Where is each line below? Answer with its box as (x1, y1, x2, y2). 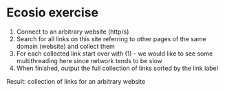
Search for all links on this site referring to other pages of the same (16, 34, 207, 43)
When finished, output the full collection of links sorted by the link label (16, 64, 218, 72)
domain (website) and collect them (16, 42, 115, 50)
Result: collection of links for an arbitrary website (6, 77, 146, 85)
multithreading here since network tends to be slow (16, 56, 162, 65)
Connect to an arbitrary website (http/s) (16, 27, 129, 36)
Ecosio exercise (6, 5, 99, 21)
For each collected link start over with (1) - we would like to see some (16, 49, 213, 58)
